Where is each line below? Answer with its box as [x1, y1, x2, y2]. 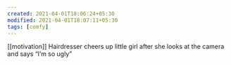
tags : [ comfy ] [7, 23, 49, 30]
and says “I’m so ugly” [7, 50, 73, 58]
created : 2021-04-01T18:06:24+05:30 [7, 10, 115, 17]
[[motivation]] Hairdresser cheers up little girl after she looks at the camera [7, 43, 225, 51]
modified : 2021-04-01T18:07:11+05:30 [7, 17, 118, 24]
